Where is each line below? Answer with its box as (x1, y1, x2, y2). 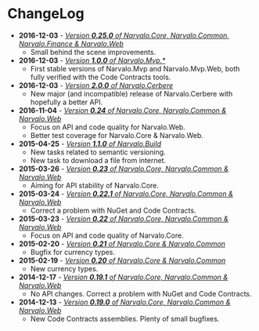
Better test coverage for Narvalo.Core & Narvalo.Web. (30, 130, 204, 140)
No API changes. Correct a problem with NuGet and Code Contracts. (30, 289, 252, 298)
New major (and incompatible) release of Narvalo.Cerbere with (30, 89, 233, 98)
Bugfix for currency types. (30, 247, 115, 256)
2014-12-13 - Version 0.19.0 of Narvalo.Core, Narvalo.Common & (18, 297, 232, 307)
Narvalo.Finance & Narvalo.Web (18, 38, 124, 48)
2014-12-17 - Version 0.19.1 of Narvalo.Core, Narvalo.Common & (18, 272, 228, 282)
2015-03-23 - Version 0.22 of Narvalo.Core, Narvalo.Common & (18, 213, 228, 224)
